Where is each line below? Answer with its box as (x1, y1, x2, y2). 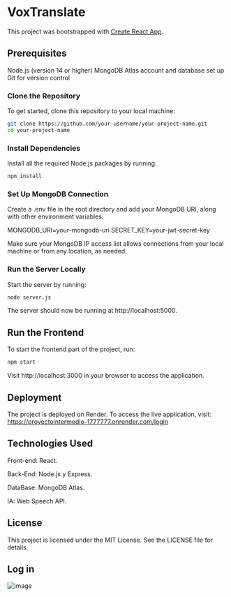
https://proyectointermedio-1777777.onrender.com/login (7, 417, 169, 426)
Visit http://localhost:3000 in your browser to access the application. (7, 371, 204, 380)
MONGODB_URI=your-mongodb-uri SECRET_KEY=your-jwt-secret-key (7, 226, 211, 235)
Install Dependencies (7, 143, 81, 153)
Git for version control (7, 73, 70, 82)
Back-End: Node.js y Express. (7, 469, 93, 478)
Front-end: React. (7, 456, 58, 464)
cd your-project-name (7, 126, 70, 133)
